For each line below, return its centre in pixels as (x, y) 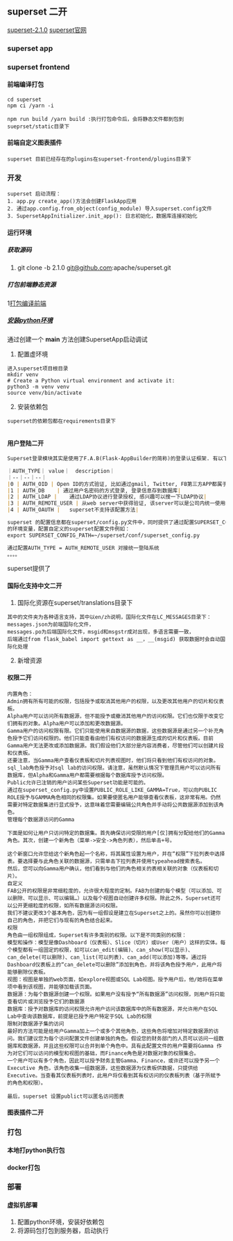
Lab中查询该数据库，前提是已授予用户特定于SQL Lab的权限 (80, 1016)
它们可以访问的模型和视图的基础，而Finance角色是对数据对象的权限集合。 (108, 1053)
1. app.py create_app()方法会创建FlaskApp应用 (72, 202)
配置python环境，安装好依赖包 (61, 1222)
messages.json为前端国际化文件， (51, 624)
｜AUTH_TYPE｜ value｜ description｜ (61, 471)
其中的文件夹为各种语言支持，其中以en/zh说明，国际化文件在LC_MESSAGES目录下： (110, 617)
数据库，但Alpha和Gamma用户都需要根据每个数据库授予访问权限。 (87, 775)
